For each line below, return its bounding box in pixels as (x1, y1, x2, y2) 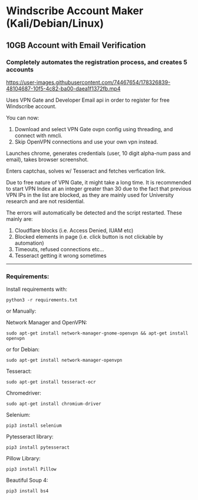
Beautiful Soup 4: (6, 477, 48, 484)
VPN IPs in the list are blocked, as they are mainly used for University (6, 191, 174, 199)
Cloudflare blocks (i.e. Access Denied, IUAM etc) (14, 226, 134, 234)
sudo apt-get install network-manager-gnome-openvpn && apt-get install (6, 330, 189, 336)
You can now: (6, 114, 39, 121)
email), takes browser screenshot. (6, 155, 89, 163)
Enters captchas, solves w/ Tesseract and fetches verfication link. (6, 167, 166, 174)
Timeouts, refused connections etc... (14, 245, 104, 252)
